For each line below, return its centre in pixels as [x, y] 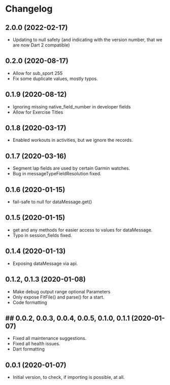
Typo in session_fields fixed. [42, 235]
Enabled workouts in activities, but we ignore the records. [73, 140]
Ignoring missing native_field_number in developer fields [72, 106]
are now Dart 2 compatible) [41, 45]
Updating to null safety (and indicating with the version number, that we [87, 40]
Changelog [29, 9]
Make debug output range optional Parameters [61, 291]
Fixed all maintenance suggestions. [49, 338]
